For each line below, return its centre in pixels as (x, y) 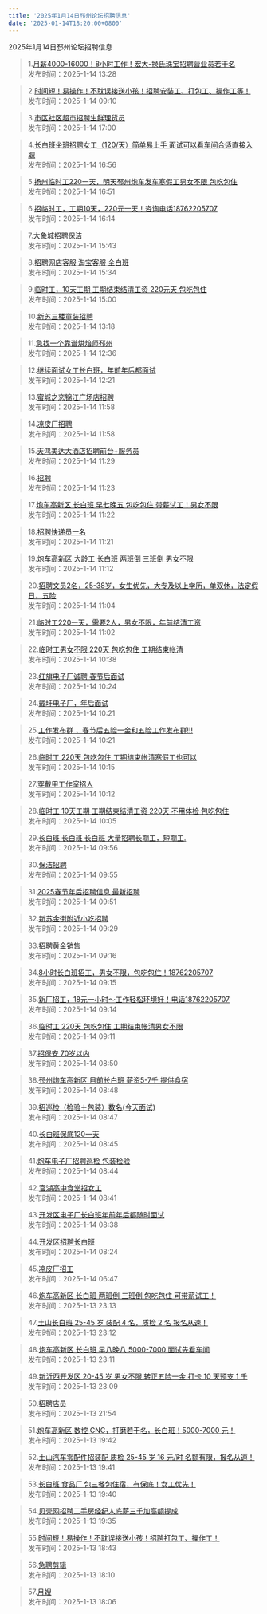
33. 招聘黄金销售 (54, 945)
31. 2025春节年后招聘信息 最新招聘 (84, 891)
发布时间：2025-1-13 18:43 (72, 1548)
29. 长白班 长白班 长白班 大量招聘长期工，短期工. (107, 838)
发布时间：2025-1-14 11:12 (71, 568)
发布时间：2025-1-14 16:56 (72, 164)
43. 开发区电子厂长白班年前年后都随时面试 (96, 1214)
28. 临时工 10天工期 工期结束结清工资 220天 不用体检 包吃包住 (128, 811)
